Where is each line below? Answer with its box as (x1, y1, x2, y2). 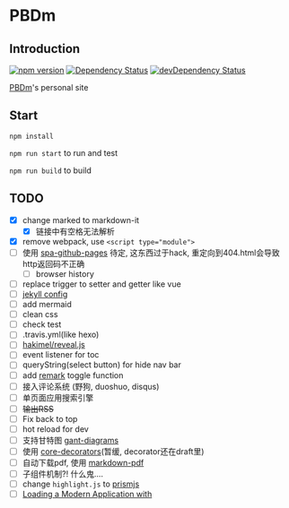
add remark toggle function (22, 369, 124, 381)
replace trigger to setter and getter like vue (22, 279, 181, 289)
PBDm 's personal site (9, 82, 89, 92)
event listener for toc (22, 349, 100, 360)
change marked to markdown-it (22, 214, 140, 225)
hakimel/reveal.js (22, 340, 85, 350)
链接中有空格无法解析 (35, 226, 115, 237)
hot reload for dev (22, 423, 90, 435)
